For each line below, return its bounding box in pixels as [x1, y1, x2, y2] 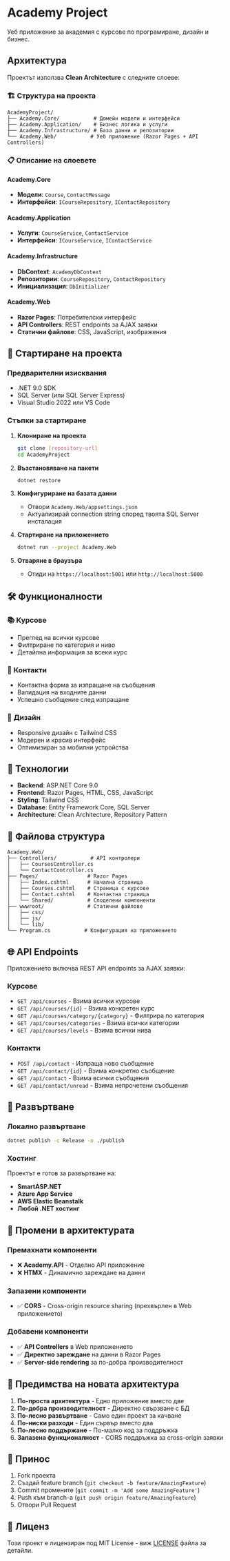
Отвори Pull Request [17, 1500, 77, 1509]
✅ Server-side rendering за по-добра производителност [17, 1358, 184, 1366]
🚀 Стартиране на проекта [7, 348, 123, 360]
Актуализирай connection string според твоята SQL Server [27, 510, 199, 518]
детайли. [7, 1547, 33, 1555]
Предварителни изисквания [7, 369, 107, 378]
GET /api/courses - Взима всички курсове [17, 997, 140, 1005]
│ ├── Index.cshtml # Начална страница [7, 879, 143, 886]
